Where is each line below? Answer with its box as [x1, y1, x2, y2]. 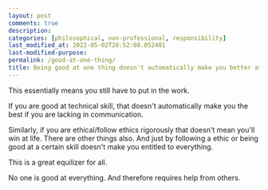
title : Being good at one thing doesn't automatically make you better [8, 64, 251, 72]
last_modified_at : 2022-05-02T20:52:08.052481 [8, 42, 166, 49]
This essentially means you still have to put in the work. [8, 85, 190, 95]
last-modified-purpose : [8, 49, 88, 57]
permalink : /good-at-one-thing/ [8, 57, 116, 65]
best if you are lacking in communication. [8, 109, 144, 119]
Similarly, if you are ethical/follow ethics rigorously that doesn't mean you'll [8, 125, 255, 134]
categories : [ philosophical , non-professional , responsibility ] [8, 34, 227, 42]
